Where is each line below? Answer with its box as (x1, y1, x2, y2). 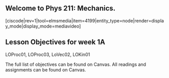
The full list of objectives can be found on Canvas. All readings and (5, 61, 147, 67)
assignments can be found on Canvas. (5, 66, 86, 73)
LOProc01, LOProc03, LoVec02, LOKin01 (5, 51, 90, 58)
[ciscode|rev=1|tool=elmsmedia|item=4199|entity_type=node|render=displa (5, 17, 164, 23)
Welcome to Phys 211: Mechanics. (5, 4, 116, 13)
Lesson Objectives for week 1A (5, 38, 106, 46)
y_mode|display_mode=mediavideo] (5, 23, 81, 29)
